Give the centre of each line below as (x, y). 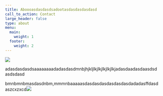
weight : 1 (24, 37)
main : (15, 32)
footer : (17, 41)
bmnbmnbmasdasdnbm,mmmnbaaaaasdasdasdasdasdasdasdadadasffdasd (82, 83)
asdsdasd (15, 74)
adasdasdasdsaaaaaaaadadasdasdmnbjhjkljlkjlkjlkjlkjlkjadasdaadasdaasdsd (81, 69)
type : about (17, 23)
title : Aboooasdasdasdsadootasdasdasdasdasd (51, 10)
